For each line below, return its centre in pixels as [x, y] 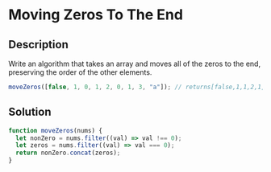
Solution [30, 112]
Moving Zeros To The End [96, 15]
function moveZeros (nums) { [56, 130]
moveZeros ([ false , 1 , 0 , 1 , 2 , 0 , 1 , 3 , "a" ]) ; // [95, 87]
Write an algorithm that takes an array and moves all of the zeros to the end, [134, 63]
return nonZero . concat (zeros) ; [68, 153]
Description [38, 45]
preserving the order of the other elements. [80, 72]
